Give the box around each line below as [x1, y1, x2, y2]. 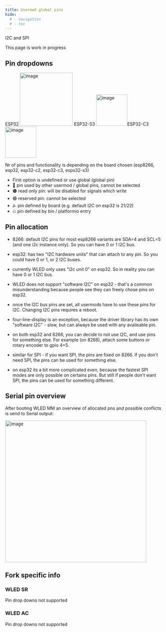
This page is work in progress [5, 44, 66, 50]
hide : [5, 12, 16, 17]
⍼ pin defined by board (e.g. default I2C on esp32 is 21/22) [12, 203, 134, 209]
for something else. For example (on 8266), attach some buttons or [12, 337, 150, 343]
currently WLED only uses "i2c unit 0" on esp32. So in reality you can [12, 266, 155, 272]
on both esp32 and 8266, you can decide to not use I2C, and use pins [12, 331, 156, 337]
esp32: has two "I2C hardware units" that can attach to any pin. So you [12, 251, 158, 257]
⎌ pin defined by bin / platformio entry [12, 208, 91, 214]
